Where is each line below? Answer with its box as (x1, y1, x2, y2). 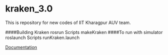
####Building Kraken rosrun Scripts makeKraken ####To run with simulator (5, 29, 163, 35)
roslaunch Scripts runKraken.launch (5, 34, 80, 40)
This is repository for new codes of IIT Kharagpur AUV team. (5, 19, 131, 25)
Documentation (5, 44, 37, 50)
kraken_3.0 (5, 3, 53, 14)
